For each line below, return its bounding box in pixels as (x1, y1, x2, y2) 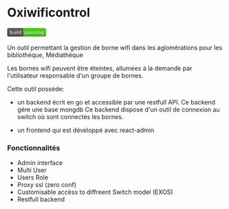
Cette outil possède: (7, 85, 65, 93)
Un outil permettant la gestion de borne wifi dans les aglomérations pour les (7, 43, 222, 52)
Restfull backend (17, 195, 65, 203)
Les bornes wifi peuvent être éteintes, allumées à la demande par (7, 64, 193, 72)
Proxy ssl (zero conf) (17, 181, 77, 189)
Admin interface (17, 159, 63, 167)
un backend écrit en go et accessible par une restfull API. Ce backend (17, 98, 215, 106)
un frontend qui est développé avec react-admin (17, 126, 155, 134)
